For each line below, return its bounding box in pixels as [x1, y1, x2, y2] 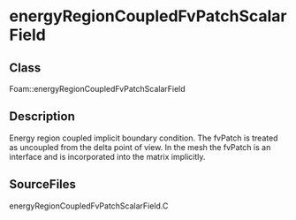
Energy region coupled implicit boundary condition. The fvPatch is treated [9, 133, 278, 143]
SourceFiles [9, 177, 77, 192]
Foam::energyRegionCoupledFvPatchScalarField [9, 84, 186, 94]
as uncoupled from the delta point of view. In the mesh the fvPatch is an [9, 141, 271, 152]
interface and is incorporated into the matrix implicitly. [9, 151, 206, 162]
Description [9, 109, 75, 125]
